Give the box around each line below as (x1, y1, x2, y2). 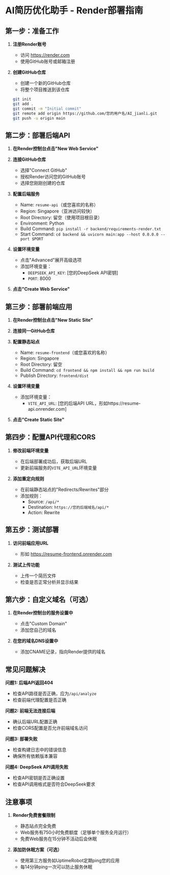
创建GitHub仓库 (12, 69, 46, 75)
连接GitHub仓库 (12, 156, 46, 162)
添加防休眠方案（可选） (12, 846, 62, 853)
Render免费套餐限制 (12, 812, 55, 818)
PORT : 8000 (27, 275, 51, 281)
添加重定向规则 (12, 476, 44, 482)
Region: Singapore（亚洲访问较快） (20, 208, 95, 215)
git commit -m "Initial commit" (12, 106, 81, 111)
